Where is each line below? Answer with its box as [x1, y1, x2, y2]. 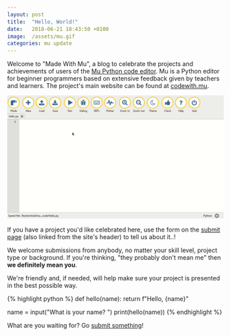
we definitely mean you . [7, 261, 78, 269]
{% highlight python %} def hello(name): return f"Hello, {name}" [7, 295, 189, 303]
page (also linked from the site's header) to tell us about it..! [7, 233, 176, 241]
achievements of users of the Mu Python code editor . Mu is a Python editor [7, 67, 220, 76]
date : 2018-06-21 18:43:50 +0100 [7, 25, 109, 32]
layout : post [7, 11, 45, 18]
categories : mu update [7, 40, 72, 47]
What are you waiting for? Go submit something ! [7, 322, 144, 330]
